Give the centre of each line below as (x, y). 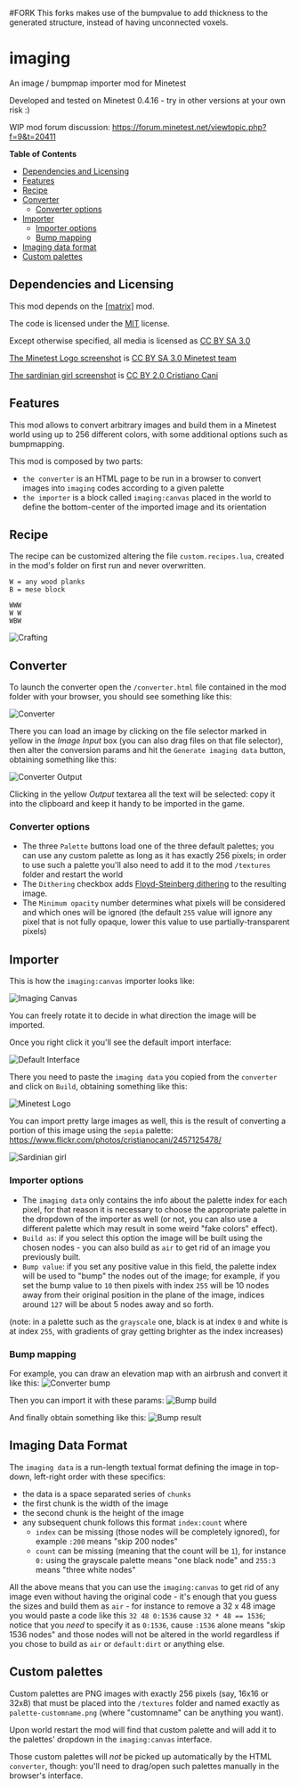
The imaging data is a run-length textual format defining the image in (136, 1467)
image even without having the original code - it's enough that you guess (143, 1596)
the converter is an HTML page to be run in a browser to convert (141, 478)
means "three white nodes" (85, 1569)
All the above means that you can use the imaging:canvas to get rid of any (144, 1586)
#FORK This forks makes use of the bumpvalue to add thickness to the (139, 13)
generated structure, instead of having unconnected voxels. (119, 22)
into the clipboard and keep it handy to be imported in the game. (127, 804)
